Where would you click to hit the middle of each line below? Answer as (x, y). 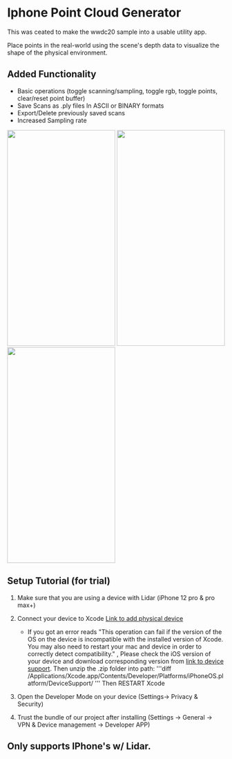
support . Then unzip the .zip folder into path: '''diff (99, 669)
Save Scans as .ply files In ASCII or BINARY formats (90, 106)
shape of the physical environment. (57, 52)
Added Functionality (52, 74)
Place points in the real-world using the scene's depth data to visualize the (113, 45)
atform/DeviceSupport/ (60, 683)
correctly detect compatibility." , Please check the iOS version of (119, 653)
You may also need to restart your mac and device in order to (115, 646)
